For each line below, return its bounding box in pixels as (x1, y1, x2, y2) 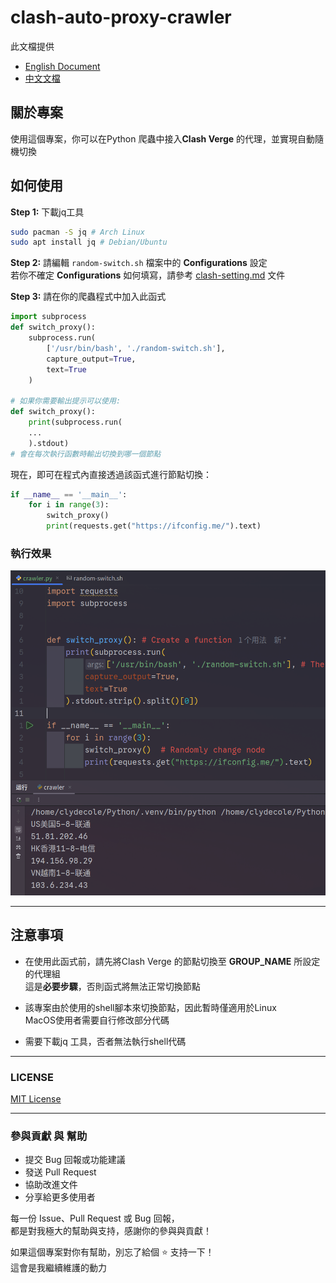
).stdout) (28, 438, 70, 448)
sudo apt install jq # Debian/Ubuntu (10, 237, 168, 248)
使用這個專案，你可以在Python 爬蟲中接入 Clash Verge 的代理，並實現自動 (10, 132, 316, 145)
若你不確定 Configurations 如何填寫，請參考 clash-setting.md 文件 (10, 269, 286, 281)
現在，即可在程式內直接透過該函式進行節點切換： (10, 468, 212, 480)
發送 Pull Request (24, 1166, 97, 1178)
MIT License (10, 1093, 62, 1105)
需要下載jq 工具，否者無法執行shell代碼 (24, 1035, 187, 1047)
